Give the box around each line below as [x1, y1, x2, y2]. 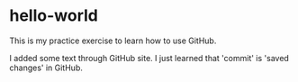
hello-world [9, 5, 99, 26]
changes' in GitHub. [9, 62, 83, 73]
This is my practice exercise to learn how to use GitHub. [9, 35, 217, 46]
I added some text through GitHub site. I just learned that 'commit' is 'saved [9, 52, 290, 63]
